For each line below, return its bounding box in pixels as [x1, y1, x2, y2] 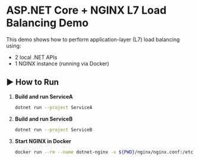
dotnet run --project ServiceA [14, 105, 93, 111]
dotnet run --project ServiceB [14, 127, 93, 132]
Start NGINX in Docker [14, 137, 71, 144]
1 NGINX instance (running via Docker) [14, 60, 109, 67]
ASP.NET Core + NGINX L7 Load [6, 4, 167, 17]
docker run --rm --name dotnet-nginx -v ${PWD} [14, 149, 135, 155]
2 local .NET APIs [14, 53, 58, 61]
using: [6, 42, 21, 49]
